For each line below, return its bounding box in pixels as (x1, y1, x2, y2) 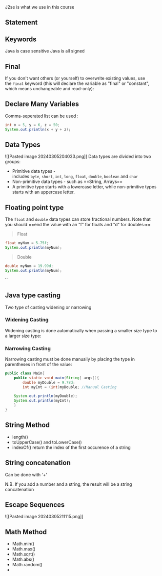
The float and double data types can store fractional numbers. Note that (5, 216, 151, 222)
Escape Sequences (5, 500, 65, 509)
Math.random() (12, 562, 43, 568)
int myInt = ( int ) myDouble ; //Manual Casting (22, 385, 117, 390)
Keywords (5, 35, 37, 43)
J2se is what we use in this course (5, 4, 75, 10)
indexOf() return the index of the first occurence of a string (12, 444, 131, 450)
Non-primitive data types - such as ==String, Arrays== (12, 179, 123, 184)
